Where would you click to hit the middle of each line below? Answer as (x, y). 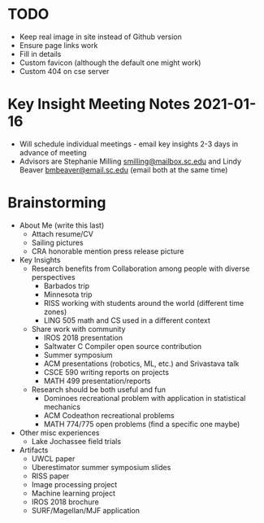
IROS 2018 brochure (65, 502)
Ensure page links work (58, 45)
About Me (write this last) (62, 225)
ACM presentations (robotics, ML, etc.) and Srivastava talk (141, 364)
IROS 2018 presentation (83, 338)
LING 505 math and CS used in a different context (127, 320)
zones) (55, 312)
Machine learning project (73, 493)
